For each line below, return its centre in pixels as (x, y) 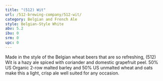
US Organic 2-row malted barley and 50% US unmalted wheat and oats (79, 67)
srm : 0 (12, 38)
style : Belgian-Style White (35, 24)
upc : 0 (12, 43)
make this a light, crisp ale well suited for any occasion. (62, 73)
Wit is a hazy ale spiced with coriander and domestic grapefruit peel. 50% (82, 62)
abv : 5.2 (14, 29)
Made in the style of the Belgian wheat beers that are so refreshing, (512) (81, 57)
